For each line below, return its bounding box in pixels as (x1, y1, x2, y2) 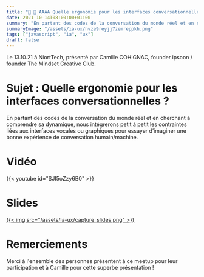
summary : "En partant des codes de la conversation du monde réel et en (6, 20, 194, 26)
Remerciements (6, 238, 88, 251)
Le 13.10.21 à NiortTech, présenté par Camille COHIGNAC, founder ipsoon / (6, 54, 193, 61)
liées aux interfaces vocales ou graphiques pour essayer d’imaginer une (6, 127, 187, 134)
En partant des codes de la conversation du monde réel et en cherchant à (6, 114, 191, 121)
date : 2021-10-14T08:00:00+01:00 (6, 15, 91, 21)
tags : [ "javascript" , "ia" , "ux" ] (6, 32, 94, 38)
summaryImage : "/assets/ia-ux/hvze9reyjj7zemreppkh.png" (6, 25, 154, 32)
